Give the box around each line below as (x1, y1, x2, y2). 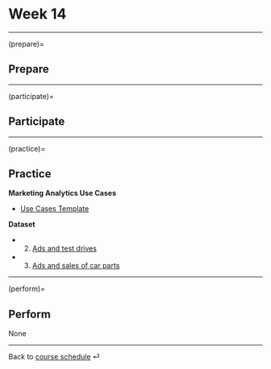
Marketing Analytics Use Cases (8, 189, 117, 198)
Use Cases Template (19, 204, 90, 214)
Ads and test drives (31, 243, 97, 254)
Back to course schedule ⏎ (8, 352, 100, 362)
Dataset (8, 219, 35, 230)
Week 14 (8, 5, 67, 23)
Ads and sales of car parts (31, 261, 120, 271)
